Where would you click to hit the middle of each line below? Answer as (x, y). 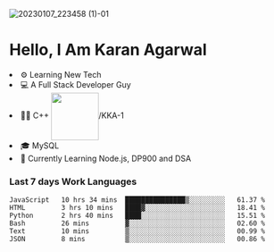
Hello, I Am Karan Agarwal (108, 50)
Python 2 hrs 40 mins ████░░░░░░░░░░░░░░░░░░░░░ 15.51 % (137, 216)
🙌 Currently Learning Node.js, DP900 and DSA (106, 158)
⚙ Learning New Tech (61, 74)
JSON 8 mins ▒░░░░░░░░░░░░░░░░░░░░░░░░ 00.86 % (137, 239)
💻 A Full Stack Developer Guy (76, 84)
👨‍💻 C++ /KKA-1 (73, 115)
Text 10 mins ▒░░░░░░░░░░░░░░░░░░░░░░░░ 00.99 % (137, 231)
